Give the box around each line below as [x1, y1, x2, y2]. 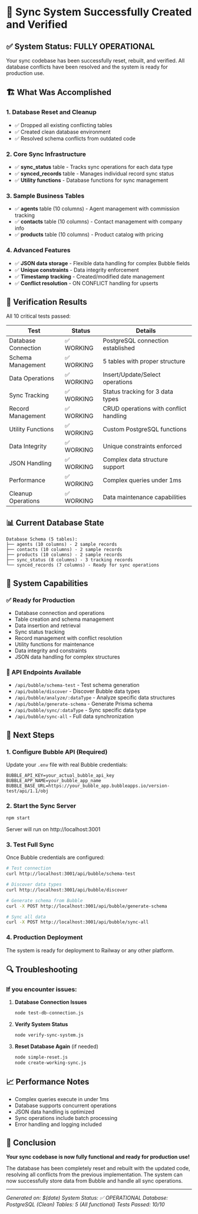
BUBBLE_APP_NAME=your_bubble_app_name [6, 777, 101, 783]
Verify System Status [14, 1021, 68, 1028]
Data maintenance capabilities [103, 493, 187, 502]
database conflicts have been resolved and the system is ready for [6, 63, 168, 70]
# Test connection [6, 865, 51, 871]
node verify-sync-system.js [14, 1032, 84, 1039]
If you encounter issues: [6, 985, 78, 993]
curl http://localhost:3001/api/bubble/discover [6, 887, 128, 893]
